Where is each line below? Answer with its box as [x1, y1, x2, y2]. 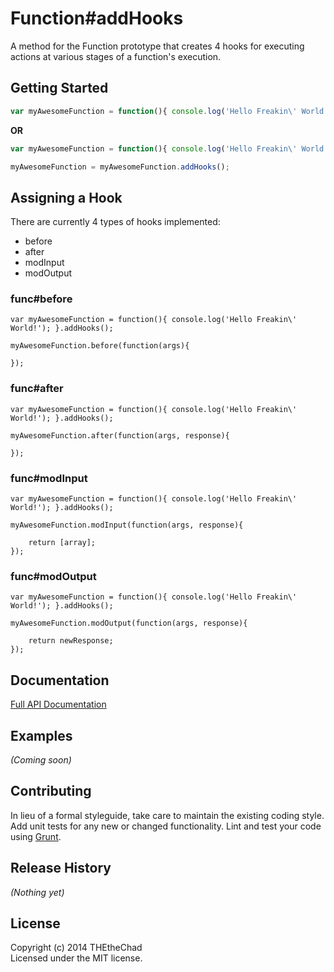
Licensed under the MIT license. [10, 952, 143, 964]
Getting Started [10, 80, 109, 97]
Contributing [10, 783, 92, 800]
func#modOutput [10, 570, 97, 583]
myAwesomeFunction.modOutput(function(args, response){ [10, 618, 248, 629]
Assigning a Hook [10, 189, 123, 206]
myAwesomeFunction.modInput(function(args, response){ [10, 520, 244, 531]
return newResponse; [28, 636, 114, 646]
